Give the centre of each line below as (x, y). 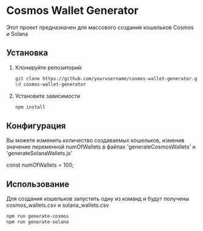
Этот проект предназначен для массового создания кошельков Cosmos (100, 27)
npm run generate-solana (38, 222)
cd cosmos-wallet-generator (50, 84)
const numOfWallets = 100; (40, 165)
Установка (27, 53)
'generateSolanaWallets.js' (39, 153)
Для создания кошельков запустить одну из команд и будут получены (98, 199)
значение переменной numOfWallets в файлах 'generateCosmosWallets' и (101, 147)
